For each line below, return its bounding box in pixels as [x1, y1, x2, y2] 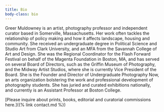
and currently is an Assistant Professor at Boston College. [5, 87, 121, 93]
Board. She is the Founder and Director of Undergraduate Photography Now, [5, 72, 159, 77]
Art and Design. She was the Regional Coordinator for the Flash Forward [5, 51, 151, 56]
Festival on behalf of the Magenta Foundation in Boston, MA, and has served [5, 56, 160, 62]
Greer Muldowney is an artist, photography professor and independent [5, 25, 148, 31]
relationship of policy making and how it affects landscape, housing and [5, 35, 150, 41]
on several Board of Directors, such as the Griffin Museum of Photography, [5, 61, 156, 67]
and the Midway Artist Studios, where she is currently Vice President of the [5, 66, 157, 72]
